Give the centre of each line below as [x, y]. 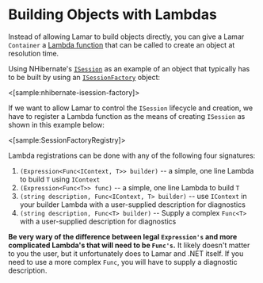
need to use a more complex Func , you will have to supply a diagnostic [123, 262]
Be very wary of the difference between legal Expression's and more [123, 236]
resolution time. [34, 53]
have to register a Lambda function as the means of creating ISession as [127, 116]
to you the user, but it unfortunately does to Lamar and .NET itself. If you [126, 253]
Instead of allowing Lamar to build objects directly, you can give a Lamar [126, 36]
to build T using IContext [60, 179]
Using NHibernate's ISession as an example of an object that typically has [129, 68]
